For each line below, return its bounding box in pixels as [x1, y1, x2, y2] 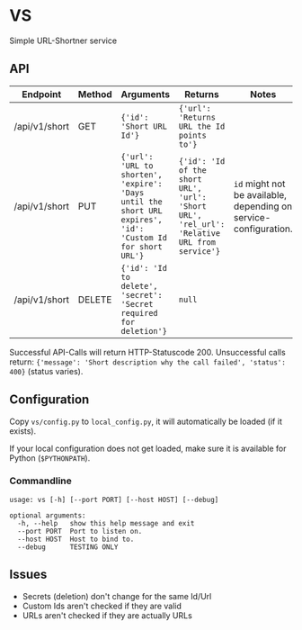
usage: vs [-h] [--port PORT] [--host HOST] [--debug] [9, 495, 219, 504]
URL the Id [178, 121, 226, 131]
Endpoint [22, 87, 62, 100]
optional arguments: [9, 510, 87, 520]
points [178, 130, 207, 140]
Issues [9, 567, 48, 582]
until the [120, 196, 164, 207]
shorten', [120, 169, 164, 180]
